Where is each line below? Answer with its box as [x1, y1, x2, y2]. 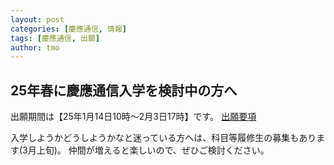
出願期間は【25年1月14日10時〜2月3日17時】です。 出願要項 [10, 111, 257, 123]
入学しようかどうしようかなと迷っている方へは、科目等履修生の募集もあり [10, 132, 317, 144]
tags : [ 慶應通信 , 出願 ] [10, 33, 101, 43]
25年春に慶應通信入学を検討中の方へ [10, 82, 238, 99]
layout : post [10, 14, 65, 25]
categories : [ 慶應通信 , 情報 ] [10, 24, 127, 34]
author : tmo [10, 42, 60, 53]
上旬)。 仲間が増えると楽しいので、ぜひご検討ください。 [36, 144, 270, 156]
